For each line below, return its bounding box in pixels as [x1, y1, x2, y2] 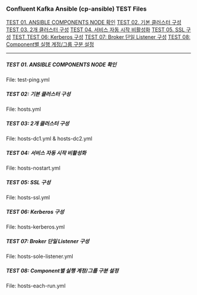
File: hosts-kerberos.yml [6, 223, 65, 231]
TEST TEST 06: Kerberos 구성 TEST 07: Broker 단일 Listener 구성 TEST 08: [12, 34, 191, 41]
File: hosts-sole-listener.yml [6, 253, 73, 260]
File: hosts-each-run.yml [6, 282, 66, 290]
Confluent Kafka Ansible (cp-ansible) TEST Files [6, 5, 147, 13]
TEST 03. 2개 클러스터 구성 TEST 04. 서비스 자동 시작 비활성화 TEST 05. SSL [6, 26, 185, 34]
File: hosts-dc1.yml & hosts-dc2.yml [6, 135, 93, 142]
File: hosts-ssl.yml [6, 194, 50, 201]
